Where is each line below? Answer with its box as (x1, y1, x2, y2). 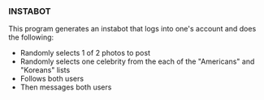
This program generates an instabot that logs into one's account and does (8, 24, 257, 34)
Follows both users (19, 74, 84, 84)
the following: (8, 32, 54, 42)
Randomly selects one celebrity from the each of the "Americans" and (19, 56, 255, 66)
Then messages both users (19, 82, 112, 92)
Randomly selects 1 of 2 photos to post (19, 48, 150, 58)
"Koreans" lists (19, 65, 71, 75)
